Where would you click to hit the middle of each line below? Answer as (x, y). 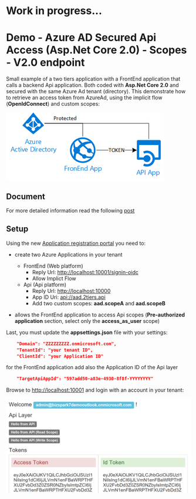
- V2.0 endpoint (45, 63)
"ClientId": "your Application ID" (60, 356)
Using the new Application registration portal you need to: (76, 243)
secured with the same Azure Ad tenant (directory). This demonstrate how (96, 92)
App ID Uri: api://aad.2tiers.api (69, 297)
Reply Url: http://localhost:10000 (71, 291)
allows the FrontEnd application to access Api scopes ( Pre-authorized (100, 315)
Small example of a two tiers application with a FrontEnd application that (93, 79)
